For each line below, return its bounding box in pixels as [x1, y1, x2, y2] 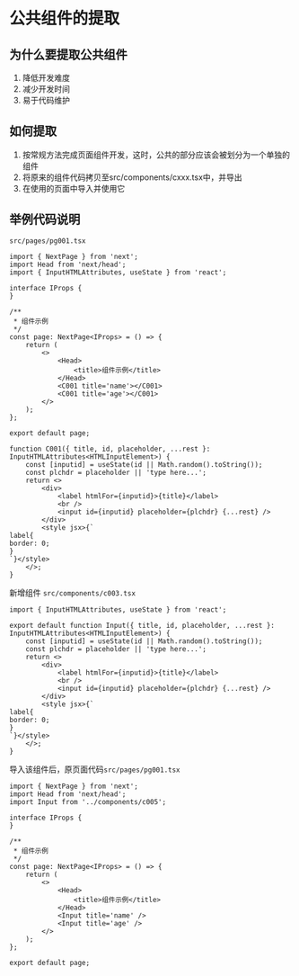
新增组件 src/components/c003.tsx [9, 586, 136, 598]
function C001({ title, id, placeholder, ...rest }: [9, 444, 211, 453]
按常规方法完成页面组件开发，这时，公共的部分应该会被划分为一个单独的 [22, 149, 290, 160]
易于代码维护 [22, 95, 70, 105]
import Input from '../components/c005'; [9, 797, 167, 806]
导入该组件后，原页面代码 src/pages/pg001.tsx [9, 764, 181, 775]
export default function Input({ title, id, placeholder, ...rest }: [9, 621, 276, 630]
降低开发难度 [22, 73, 70, 83]
